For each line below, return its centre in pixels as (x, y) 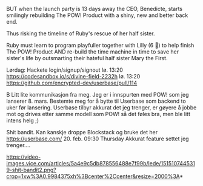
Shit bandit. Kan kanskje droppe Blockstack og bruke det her (82, 132)
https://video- (24, 157)
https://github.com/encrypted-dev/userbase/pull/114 (72, 83)
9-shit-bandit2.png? (31, 170)
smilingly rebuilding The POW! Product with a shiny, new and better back (97, 15)
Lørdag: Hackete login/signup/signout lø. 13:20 (65, 70)
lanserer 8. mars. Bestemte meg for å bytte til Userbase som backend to (96, 101)
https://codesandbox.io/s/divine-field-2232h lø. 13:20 (73, 76)
